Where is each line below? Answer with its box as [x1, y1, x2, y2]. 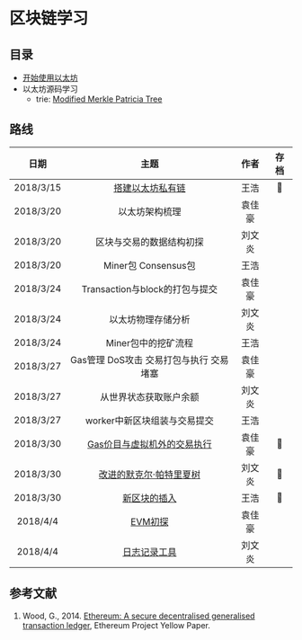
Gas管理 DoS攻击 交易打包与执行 [70, 353, 209, 366]
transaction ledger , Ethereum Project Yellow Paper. [22, 619, 211, 630]
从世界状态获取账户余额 [100, 390, 200, 403]
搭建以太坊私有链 [113, 182, 186, 194]
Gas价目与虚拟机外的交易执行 [86, 438, 213, 450]
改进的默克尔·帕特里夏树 [98, 468, 200, 481]
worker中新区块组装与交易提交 [84, 414, 214, 427]
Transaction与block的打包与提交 [81, 282, 218, 295]
